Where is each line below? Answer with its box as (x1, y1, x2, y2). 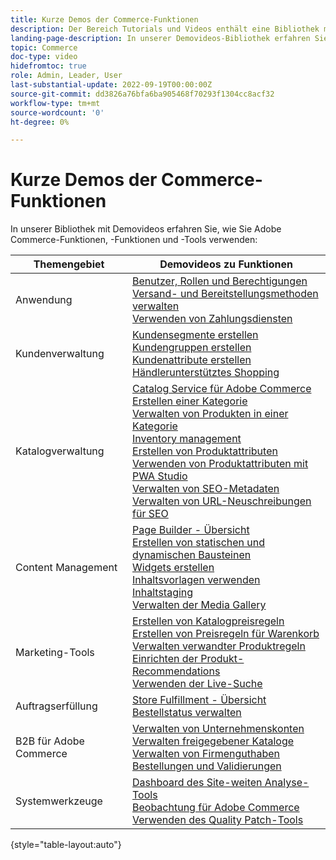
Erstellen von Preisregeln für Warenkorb (132, 627, 320, 641)
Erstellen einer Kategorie (132, 394, 248, 408)
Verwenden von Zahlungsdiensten (132, 312, 293, 326)
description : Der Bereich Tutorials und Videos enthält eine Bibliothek (10, 24, 320, 34)
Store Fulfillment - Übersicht (132, 693, 267, 707)
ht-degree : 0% (10, 117, 70, 127)
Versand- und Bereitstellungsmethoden (132, 287, 319, 301)
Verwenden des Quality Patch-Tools (132, 813, 304, 827)
